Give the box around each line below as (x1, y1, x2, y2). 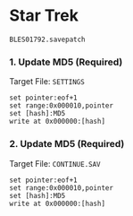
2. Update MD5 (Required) (9, 138, 125, 151)
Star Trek (9, 5, 79, 26)
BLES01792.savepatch (9, 35, 87, 44)
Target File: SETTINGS (9, 76, 85, 87)
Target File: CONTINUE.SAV (9, 158, 101, 168)
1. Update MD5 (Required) (9, 56, 123, 68)
